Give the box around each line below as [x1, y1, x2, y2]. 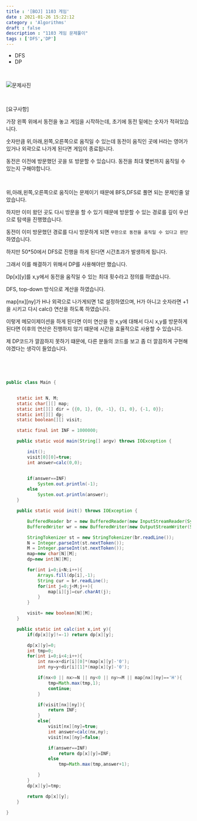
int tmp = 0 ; [27, 648, 54, 654]
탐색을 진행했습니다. [16, 216, 63, 223]
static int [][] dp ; [16, 411, 64, 417]
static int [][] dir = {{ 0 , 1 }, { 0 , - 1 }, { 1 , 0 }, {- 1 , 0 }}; [16, 406, 164, 412]
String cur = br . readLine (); [37, 577, 109, 584]
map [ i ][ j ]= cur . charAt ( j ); [47, 589, 111, 594]
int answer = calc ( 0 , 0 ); [27, 460, 83, 465]
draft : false [6, 25, 41, 31]
